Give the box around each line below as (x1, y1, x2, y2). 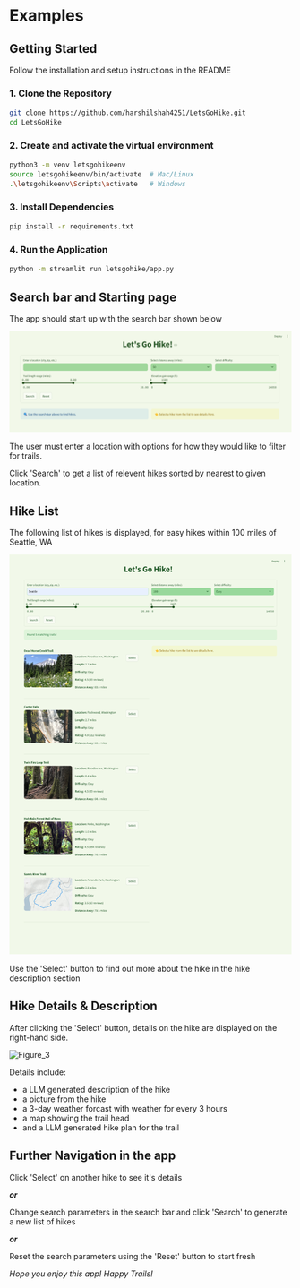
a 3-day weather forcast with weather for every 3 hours (21, 1103, 228, 1113)
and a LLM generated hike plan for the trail (21, 1121, 180, 1133)
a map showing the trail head (21, 1112, 130, 1123)
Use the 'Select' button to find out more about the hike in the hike (9, 963, 251, 974)
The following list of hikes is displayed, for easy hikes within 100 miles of (9, 528, 277, 538)
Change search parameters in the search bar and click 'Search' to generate (9, 1206, 288, 1217)
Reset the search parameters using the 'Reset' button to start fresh (9, 1250, 256, 1261)
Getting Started (9, 41, 98, 56)
